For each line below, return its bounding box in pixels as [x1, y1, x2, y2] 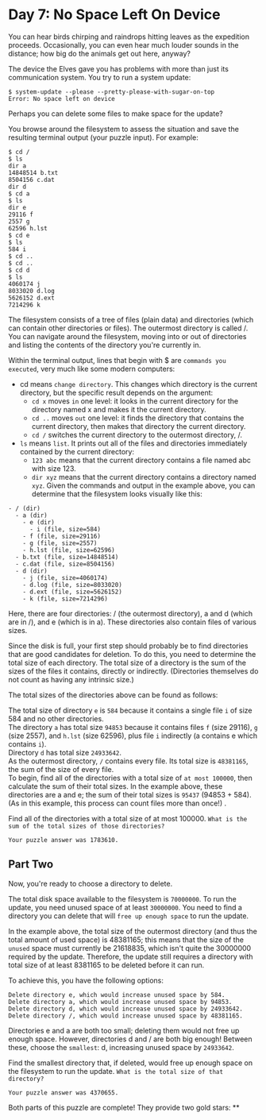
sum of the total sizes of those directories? [8, 822, 165, 830]
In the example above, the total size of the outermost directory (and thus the [8, 926, 258, 936]
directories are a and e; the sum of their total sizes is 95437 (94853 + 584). [8, 790, 252, 799]
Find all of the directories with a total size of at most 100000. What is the [8, 813, 248, 823]
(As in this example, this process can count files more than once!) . [8, 798, 227, 808]
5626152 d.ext [8, 294, 56, 302]
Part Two [8, 858, 54, 871]
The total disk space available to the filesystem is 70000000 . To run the [8, 894, 237, 903]
